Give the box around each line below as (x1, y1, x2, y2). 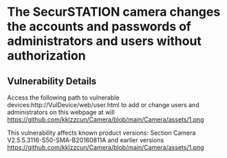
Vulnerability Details (7, 75, 97, 87)
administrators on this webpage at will (7, 108, 115, 116)
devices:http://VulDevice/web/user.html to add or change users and (7, 101, 199, 109)
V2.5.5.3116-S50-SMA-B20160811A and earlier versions (7, 136, 164, 144)
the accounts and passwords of (7, 19, 191, 34)
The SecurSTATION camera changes (7, 4, 221, 20)
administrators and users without (7, 34, 202, 49)
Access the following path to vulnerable (7, 93, 120, 102)
